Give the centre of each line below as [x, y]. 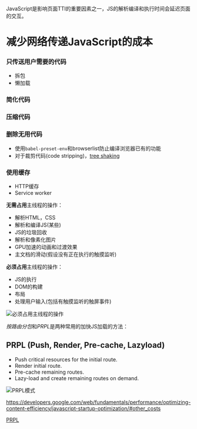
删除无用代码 [24, 134]
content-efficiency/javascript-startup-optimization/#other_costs [84, 408]
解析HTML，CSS [35, 217]
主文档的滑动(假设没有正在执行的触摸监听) [66, 254]
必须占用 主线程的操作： [34, 267]
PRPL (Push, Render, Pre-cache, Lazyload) [86, 345]
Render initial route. [38, 365]
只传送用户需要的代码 [36, 62]
